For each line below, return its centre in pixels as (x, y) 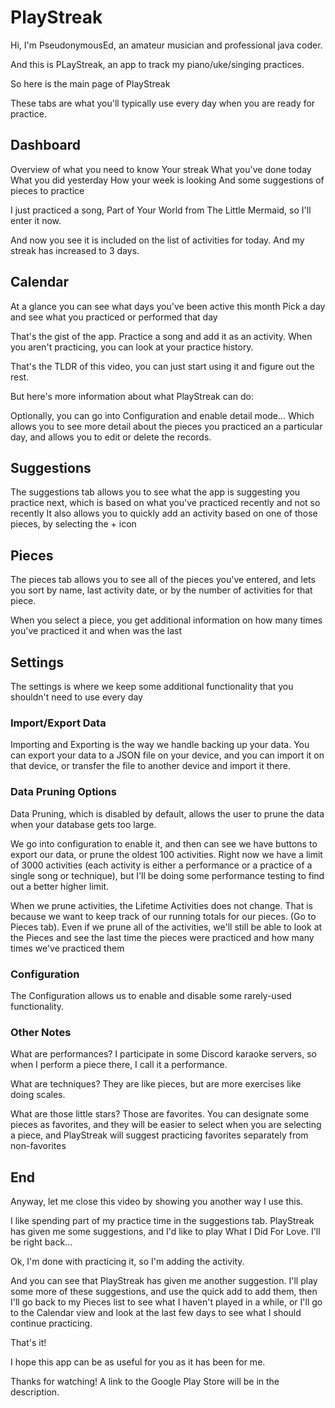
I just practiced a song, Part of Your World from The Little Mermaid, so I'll (161, 210)
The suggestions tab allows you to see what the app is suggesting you (155, 492)
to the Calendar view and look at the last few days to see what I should (156, 1312)
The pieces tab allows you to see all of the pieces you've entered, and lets (163, 580)
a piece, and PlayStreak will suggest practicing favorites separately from (159, 1135)
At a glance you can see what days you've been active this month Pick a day (168, 306)
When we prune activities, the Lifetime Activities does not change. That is (161, 905)
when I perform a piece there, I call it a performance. (119, 1065)
